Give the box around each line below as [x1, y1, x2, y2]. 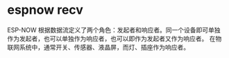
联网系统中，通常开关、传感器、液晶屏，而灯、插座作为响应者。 [7, 43, 189, 51]
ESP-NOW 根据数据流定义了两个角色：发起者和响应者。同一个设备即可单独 [7, 26, 221, 34]
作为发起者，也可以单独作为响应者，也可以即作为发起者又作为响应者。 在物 [7, 34, 222, 43]
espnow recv [7, 2, 83, 18]
